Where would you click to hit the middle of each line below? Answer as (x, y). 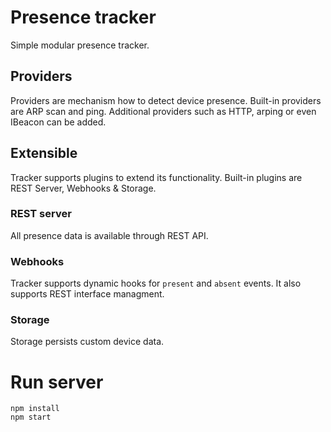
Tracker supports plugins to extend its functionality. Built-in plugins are (156, 177)
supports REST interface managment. (87, 294)
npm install (35, 409)
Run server (57, 382)
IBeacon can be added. (58, 122)
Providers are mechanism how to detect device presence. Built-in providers (166, 100)
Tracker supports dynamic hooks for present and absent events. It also (156, 283)
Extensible (44, 153)
